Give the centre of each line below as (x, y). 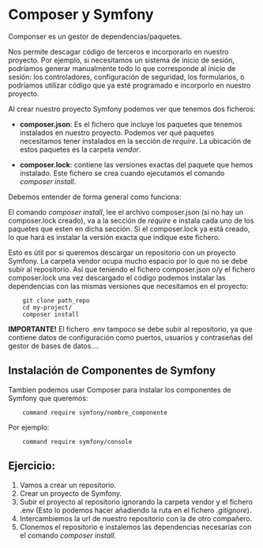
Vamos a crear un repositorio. (68, 485)
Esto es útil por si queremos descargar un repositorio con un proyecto (122, 252)
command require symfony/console (77, 441)
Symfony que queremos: (48, 398)
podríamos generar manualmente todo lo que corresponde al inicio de (122, 68)
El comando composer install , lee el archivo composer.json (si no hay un (126, 212)
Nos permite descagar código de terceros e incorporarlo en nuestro (118, 51)
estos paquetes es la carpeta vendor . (80, 149)
